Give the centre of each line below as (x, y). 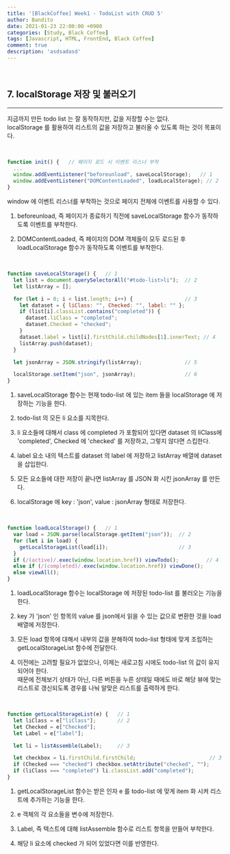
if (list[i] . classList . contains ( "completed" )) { (90, 312)
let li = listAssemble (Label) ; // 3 (72, 746)
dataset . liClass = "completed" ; (71, 318)
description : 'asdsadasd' (44, 52)
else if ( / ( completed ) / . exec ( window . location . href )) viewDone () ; (108, 566)
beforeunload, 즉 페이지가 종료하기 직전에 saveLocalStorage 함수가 (108, 216)
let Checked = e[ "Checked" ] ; (55, 727)
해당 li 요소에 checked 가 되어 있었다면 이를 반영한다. (88, 843)
